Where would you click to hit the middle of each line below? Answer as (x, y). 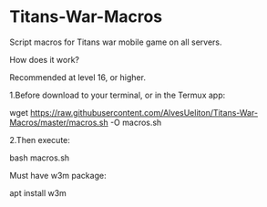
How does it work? (45, 59)
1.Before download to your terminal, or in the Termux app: (118, 95)
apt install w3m (38, 192)
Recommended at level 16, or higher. (77, 77)
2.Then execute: (40, 140)
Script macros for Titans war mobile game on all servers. (116, 42)
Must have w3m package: (58, 175)
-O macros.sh (136, 122)
